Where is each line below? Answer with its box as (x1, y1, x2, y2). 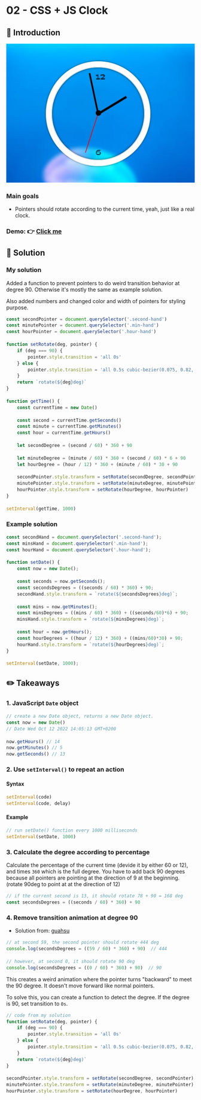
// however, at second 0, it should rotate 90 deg (6, 958, 135, 965)
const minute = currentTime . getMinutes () (17, 424, 121, 430)
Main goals (6, 192, 39, 200)
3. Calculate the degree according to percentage (6, 848, 150, 856)
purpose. (6, 304, 29, 311)
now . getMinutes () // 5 (6, 745, 63, 751)
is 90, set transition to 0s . (6, 1000, 68, 1007)
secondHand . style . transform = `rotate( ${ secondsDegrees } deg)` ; (17, 591, 178, 597)
